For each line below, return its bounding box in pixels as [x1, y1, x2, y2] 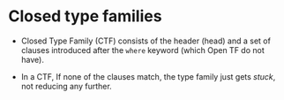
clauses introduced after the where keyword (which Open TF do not [20, 44, 265, 55]
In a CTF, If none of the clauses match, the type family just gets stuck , [20, 71, 276, 81]
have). [20, 54, 45, 65]
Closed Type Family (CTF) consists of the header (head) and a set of [20, 35, 271, 46]
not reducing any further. [20, 81, 112, 91]
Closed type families [8, 6, 162, 27]
